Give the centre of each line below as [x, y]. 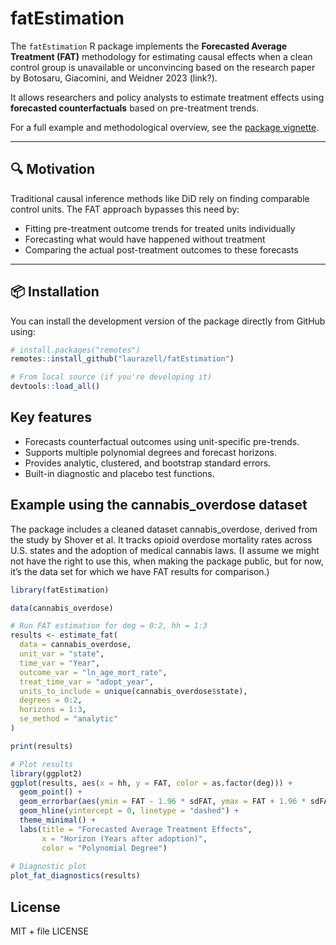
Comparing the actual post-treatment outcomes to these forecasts [161, 249]
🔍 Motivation [52, 169]
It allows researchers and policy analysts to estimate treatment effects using [167, 97]
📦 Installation [55, 292]
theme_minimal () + [58, 820]
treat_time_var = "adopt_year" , [87, 682]
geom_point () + [51, 792]
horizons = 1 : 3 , [53, 710]
